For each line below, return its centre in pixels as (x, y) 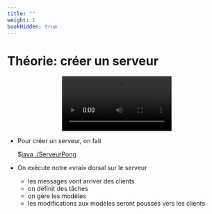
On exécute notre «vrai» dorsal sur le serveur (82, 168)
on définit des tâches (58, 189)
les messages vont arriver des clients (81, 181)
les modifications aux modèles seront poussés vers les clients (116, 204)
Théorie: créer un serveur (83, 61)
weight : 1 (22, 20)
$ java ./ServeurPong (47, 154)
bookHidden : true (32, 26)
